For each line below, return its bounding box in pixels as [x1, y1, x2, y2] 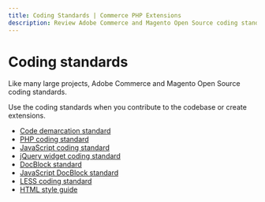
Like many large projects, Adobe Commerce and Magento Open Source [8, 79, 241, 88]
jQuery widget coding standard [19, 151, 121, 161]
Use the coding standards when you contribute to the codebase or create [8, 103, 247, 112]
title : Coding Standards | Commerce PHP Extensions [8, 11, 181, 20]
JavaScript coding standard [19, 143, 110, 152]
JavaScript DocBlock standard [19, 168, 119, 178]
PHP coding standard [19, 135, 89, 144]
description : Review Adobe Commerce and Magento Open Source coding [8, 19, 238, 27]
